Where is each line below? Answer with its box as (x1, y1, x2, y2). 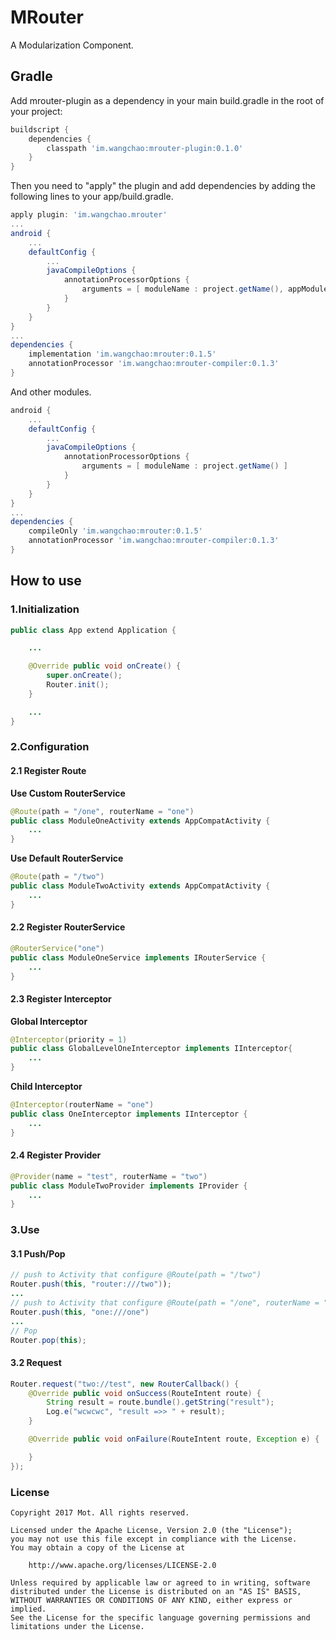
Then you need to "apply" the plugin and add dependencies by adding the (10, 180, 316, 192)
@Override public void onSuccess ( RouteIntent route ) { (28, 1388, 262, 1398)
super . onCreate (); (46, 671, 123, 681)
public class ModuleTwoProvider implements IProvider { (10, 1181, 248, 1191)
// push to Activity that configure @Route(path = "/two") (10, 1270, 262, 1280)
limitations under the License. (10, 1621, 145, 1631)
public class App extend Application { (10, 625, 177, 635)
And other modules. (10, 386, 92, 398)
